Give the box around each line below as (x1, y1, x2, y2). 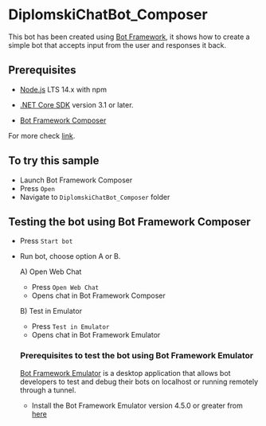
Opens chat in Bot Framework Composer (31, 291, 166, 300)
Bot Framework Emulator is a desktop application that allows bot (19, 368, 231, 377)
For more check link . (8, 131, 76, 140)
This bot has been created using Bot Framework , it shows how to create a (8, 32, 250, 41)
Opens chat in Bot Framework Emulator (31, 330, 161, 340)
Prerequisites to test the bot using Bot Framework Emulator (19, 350, 254, 362)
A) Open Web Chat (19, 267, 82, 276)
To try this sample (8, 154, 100, 168)
